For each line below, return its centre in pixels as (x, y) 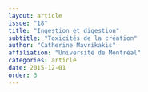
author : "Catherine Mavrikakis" (62, 46)
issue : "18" (28, 23)
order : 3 (23, 75)
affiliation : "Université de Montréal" (75, 53)
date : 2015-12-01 (37, 68)
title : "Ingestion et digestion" (64, 30)
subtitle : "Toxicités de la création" (73, 38)
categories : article (43, 61)
